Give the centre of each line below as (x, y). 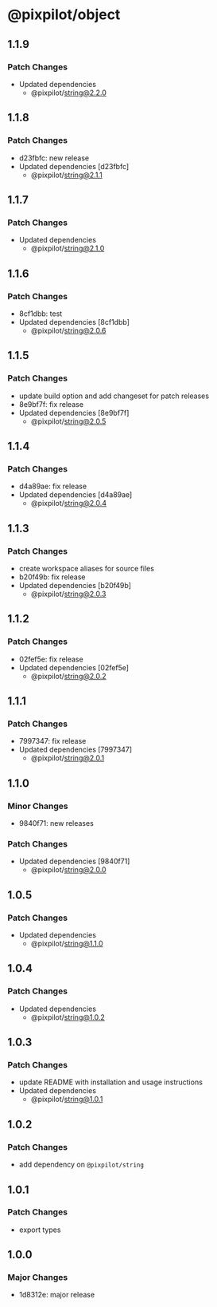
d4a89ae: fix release (53, 486)
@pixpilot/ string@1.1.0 (67, 944)
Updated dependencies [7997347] (76, 750)
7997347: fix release (52, 741)
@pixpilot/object (64, 15)
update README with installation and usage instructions (111, 1082)
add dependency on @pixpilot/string (81, 1165)
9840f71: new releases (56, 823)
